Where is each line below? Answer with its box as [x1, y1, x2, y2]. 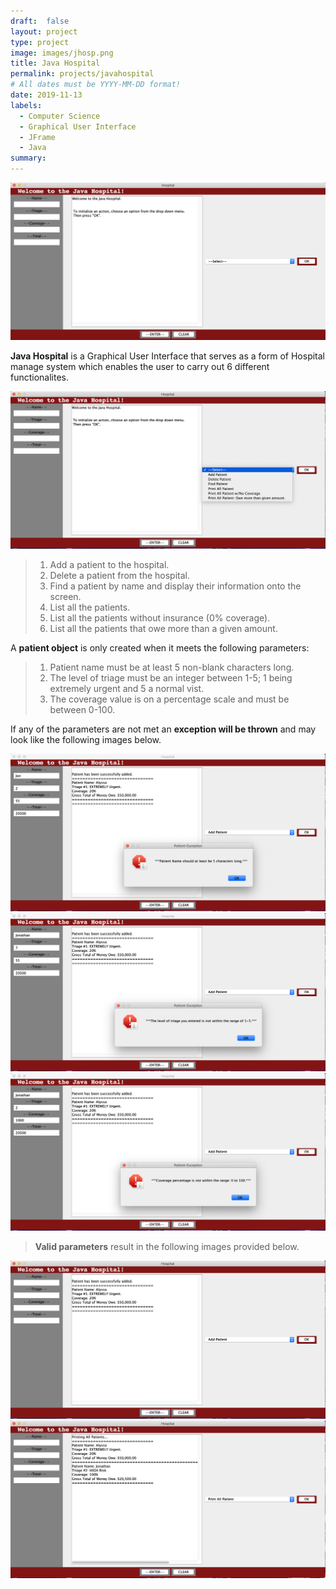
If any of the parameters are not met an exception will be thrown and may [10, 723, 317, 735]
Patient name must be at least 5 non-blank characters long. [49, 661, 295, 673]
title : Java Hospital [10, 58, 101, 69]
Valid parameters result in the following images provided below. [34, 1241, 300, 1253]
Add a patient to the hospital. [49, 558, 170, 570]
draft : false [10, 16, 70, 26]
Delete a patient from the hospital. [49, 569, 190, 581]
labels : [10, 100, 43, 110]
